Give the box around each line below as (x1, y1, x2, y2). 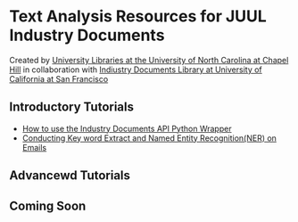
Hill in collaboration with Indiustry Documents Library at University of (9, 64, 263, 75)
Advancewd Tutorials (9, 168, 131, 184)
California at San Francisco (9, 73, 109, 84)
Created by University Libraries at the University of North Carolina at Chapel (9, 54, 289, 65)
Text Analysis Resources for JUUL (9, 6, 268, 27)
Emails (21, 142, 47, 152)
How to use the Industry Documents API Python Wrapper (21, 123, 232, 134)
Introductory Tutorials (9, 100, 134, 115)
